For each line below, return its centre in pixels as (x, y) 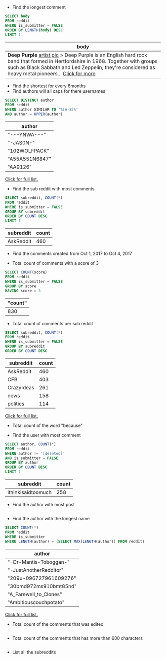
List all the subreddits (34, 652)
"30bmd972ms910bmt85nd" (42, 586)
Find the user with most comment (46, 435)
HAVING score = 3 (23, 291)
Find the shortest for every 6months (49, 86)
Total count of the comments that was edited (58, 624)
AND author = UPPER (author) (34, 114)
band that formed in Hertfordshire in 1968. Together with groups (83, 61)
